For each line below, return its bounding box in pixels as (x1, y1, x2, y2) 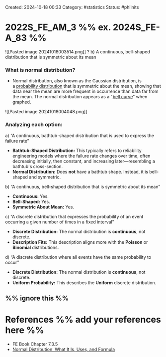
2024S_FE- (112, 22, 161, 33)
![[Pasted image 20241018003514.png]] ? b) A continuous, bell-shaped (5, 48, 150, 54)
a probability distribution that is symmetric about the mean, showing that (12, 83, 161, 89)
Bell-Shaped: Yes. (12, 198, 51, 204)
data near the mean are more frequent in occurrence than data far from (12, 88, 159, 94)
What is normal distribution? (5, 66, 76, 73)
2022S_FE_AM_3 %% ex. (5, 22, 111, 33)
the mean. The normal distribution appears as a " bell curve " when (12, 94, 148, 100)
